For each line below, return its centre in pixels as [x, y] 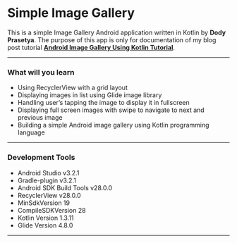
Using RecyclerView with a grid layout [73, 88]
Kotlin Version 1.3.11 [45, 218]
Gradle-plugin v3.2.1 [47, 180]
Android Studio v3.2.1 [48, 173]
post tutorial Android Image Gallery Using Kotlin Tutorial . [91, 47]
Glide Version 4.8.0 [45, 225]
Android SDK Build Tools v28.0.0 [65, 187]
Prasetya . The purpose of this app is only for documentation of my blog [112, 39]
